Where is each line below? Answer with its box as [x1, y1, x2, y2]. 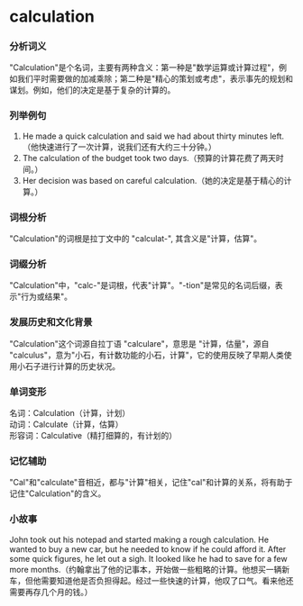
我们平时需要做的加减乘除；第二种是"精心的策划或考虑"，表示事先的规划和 [16, 74, 294, 85]
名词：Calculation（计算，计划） [9, 407, 131, 418]
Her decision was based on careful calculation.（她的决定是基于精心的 [22, 175, 284, 185]
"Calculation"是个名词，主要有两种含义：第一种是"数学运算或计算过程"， [9, 62, 280, 73]
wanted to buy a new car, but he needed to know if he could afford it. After [9, 543, 287, 555]
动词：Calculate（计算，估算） [9, 419, 124, 430]
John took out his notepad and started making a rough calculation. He [9, 534, 269, 545]
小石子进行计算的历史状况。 [16, 360, 120, 371]
